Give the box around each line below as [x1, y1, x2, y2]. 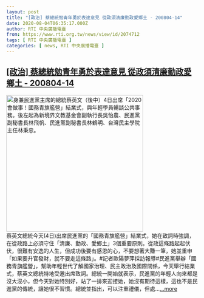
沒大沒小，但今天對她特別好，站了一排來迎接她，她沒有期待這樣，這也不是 [6, 277, 192, 285]
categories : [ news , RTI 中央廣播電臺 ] [6, 43, 104, 49]
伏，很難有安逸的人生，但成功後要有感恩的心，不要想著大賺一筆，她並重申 [6, 247, 192, 254]
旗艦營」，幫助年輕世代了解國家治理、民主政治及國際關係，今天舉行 [16, 262, 185, 269]
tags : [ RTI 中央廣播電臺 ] [6, 37, 72, 43]
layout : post [6, 8, 39, 15]
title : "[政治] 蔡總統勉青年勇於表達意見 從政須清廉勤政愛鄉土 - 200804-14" [6, 15, 183, 21]
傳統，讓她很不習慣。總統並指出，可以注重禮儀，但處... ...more [22, 285, 178, 292]
